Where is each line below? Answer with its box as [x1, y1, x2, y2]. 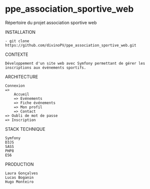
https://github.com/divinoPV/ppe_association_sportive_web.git [5, 43, 137, 47]
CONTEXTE [5, 51, 28, 57]
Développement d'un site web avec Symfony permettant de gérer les [5, 61, 146, 66]
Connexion [5, 83, 25, 88]
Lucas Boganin [5, 175, 34, 180]
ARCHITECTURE [5, 73, 38, 79]
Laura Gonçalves [5, 170, 38, 176]
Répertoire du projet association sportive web [5, 20, 97, 25]
